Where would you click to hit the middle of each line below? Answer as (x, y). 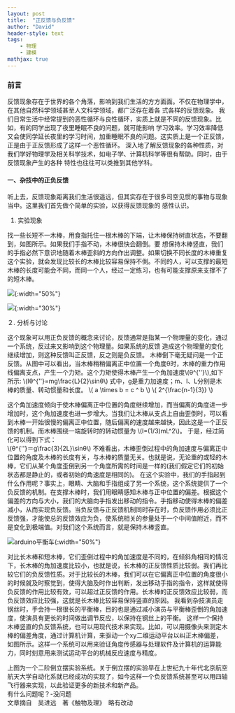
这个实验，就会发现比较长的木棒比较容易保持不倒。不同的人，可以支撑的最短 (117, 261)
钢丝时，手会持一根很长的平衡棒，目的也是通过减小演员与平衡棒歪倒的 (108, 610)
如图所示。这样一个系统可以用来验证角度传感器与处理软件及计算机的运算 (111, 644)
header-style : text (36, 33)
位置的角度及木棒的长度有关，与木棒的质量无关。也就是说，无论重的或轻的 (114, 457)
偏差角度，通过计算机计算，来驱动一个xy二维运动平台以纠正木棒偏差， (121, 635)
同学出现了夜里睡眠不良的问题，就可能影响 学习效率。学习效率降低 (127, 128)
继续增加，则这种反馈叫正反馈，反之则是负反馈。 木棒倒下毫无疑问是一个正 (115, 355)
